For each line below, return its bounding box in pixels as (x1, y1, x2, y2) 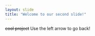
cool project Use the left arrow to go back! (5, 25, 91, 31)
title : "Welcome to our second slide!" (5, 12, 87, 17)
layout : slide (5, 7, 34, 12)
